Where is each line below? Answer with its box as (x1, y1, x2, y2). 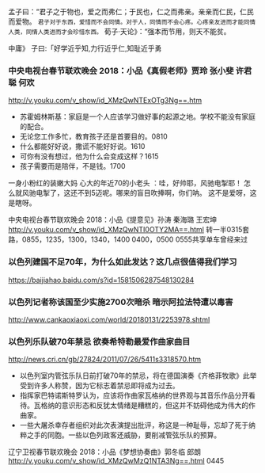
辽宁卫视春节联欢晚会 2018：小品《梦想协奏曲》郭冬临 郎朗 (8, 447, 202, 457)
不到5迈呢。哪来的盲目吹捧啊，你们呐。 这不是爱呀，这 (77, 189, 257, 198)
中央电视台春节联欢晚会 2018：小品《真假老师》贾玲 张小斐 (8, 65, 234, 76)
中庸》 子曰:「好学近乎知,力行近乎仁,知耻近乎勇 (8, 44, 162, 53)
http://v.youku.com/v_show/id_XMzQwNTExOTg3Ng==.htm (8, 96, 203, 105)
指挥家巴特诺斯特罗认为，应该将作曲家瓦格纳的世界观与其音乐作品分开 (19, 391, 249, 400)
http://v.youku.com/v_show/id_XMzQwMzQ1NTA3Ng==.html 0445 (8, 456, 225, 466)
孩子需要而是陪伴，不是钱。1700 (19, 162, 126, 171)
